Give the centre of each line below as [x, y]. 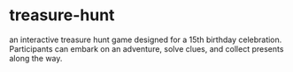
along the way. [36, 58]
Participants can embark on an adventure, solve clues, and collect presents [146, 48]
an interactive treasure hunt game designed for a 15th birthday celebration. [146, 40]
